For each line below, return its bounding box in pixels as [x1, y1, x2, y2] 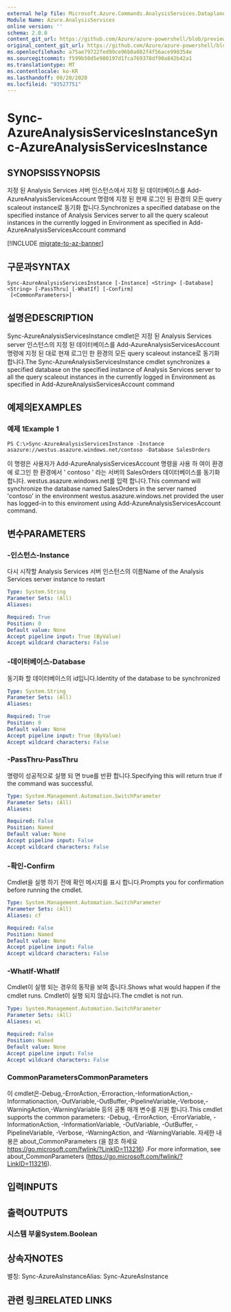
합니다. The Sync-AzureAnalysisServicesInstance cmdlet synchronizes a [7, 357, 210, 366]
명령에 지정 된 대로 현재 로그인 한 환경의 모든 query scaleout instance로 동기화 [7, 349, 220, 357]
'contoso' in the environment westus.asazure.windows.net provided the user [7, 491, 224, 500]
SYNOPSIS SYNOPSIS [7, 167, 101, 179]
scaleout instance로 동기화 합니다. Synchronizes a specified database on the [7, 203, 220, 212]
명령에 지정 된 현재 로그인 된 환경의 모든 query [97, 195, 222, 203]
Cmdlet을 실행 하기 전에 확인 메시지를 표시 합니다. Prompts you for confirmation [7, 878, 224, 886]
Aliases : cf [7, 912, 41, 919]
